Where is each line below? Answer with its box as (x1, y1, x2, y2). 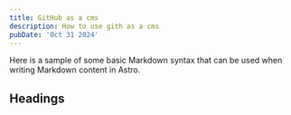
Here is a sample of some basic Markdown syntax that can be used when (9, 55, 283, 66)
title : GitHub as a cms (9, 13, 99, 23)
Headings (9, 91, 65, 106)
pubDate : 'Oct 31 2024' (9, 30, 99, 39)
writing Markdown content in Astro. (9, 64, 141, 75)
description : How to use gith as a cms (9, 22, 160, 31)
